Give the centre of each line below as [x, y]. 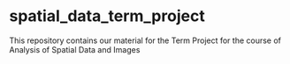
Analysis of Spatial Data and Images [75, 49]
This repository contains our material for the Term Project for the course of [145, 40]
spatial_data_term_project [107, 16]
